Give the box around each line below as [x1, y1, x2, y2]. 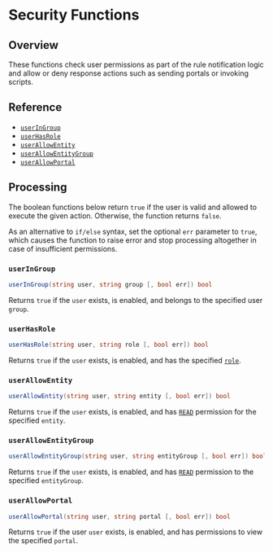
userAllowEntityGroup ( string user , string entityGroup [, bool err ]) [8, 452, 249, 461]
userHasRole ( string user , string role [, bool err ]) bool [8, 340, 209, 349]
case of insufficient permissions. [8, 244, 118, 253]
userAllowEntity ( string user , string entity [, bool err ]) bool [8, 393, 231, 401]
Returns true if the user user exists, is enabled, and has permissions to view [8, 527, 262, 537]
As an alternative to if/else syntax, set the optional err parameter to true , [8, 226, 258, 236]
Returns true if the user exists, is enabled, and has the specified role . [8, 355, 241, 365]
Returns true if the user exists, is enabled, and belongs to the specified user [8, 295, 263, 305]
